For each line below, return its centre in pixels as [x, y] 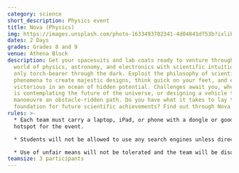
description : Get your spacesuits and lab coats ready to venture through [121, 61]
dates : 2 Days [28, 41]
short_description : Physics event [59, 21]
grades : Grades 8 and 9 [43, 47]
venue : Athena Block [38, 54]
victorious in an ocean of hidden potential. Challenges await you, [117, 87]
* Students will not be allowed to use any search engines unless [114, 140]
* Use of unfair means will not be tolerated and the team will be [116, 152]
